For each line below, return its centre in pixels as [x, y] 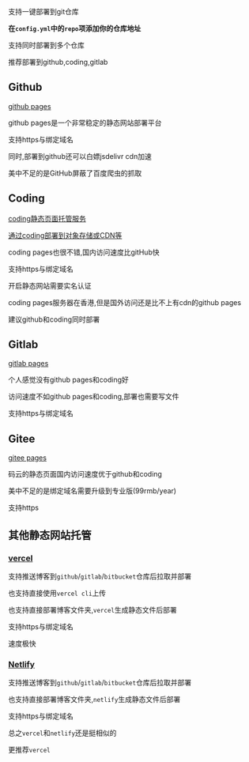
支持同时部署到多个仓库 [46, 45]
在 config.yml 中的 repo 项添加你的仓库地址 [75, 28]
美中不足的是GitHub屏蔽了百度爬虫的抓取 [75, 173]
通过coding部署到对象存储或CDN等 [65, 235]
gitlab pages [28, 364]
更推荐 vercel [29, 750]
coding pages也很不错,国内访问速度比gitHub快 [84, 252]
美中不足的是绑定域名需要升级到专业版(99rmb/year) [92, 491]
